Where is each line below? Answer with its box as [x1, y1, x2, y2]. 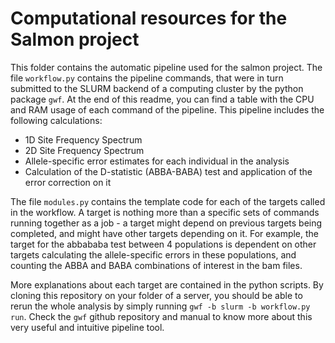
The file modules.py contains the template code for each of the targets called [10, 195, 326, 207]
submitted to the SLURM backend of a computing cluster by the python [10, 82, 304, 94]
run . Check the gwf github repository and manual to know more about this [10, 310, 313, 322]
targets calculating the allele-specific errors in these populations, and [10, 248, 297, 261]
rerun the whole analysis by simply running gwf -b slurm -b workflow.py [10, 300, 311, 312]
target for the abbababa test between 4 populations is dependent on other [10, 238, 317, 250]
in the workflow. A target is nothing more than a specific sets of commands [10, 206, 320, 218]
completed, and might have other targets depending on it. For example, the [10, 227, 320, 239]
